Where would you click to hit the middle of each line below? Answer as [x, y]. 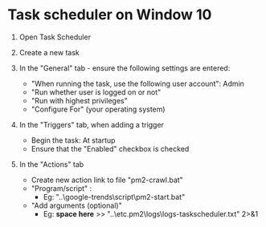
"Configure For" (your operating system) [98, 109]
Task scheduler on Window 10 [110, 15]
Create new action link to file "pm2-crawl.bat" [107, 180]
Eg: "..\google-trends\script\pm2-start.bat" [114, 197]
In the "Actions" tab [51, 164]
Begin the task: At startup [73, 140]
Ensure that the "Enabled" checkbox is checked [110, 148]
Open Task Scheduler [55, 37]
